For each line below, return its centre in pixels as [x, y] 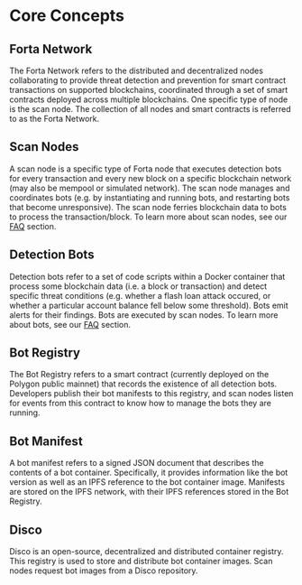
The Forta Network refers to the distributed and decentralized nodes [137, 70]
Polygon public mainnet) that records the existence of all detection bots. [143, 384]
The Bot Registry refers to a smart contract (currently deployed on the [139, 375]
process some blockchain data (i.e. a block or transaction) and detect [138, 286]
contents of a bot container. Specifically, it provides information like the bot [149, 473]
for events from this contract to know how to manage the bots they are [141, 404]
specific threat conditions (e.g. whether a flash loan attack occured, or [140, 295]
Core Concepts [67, 16]
